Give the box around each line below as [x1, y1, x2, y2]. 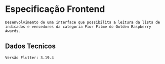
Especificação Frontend [5, 3, 105, 15]
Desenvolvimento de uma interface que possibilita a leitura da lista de [5, 20, 161, 25]
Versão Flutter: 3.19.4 [5, 55, 54, 60]
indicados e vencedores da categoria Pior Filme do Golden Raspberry [5, 24, 152, 29]
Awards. [5, 28, 21, 33]
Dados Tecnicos [5, 42, 56, 51]
